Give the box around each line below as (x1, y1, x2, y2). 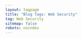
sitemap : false (5, 21, 37, 26)
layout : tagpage (5, 7, 39, 12)
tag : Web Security (5, 16, 44, 21)
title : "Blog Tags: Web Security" (5, 12, 78, 17)
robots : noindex (5, 26, 39, 31)
